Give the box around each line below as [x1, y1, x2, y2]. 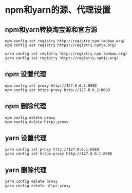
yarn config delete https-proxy [5, 183, 71, 188]
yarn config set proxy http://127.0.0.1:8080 [5, 147, 99, 152]
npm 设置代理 [5, 70, 46, 78]
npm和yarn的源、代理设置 [5, 4, 111, 16]
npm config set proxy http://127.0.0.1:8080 [5, 83, 97, 88]
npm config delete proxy [5, 115, 56, 120]
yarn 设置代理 [5, 134, 47, 142]
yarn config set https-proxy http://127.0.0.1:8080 [5, 152, 112, 156]
